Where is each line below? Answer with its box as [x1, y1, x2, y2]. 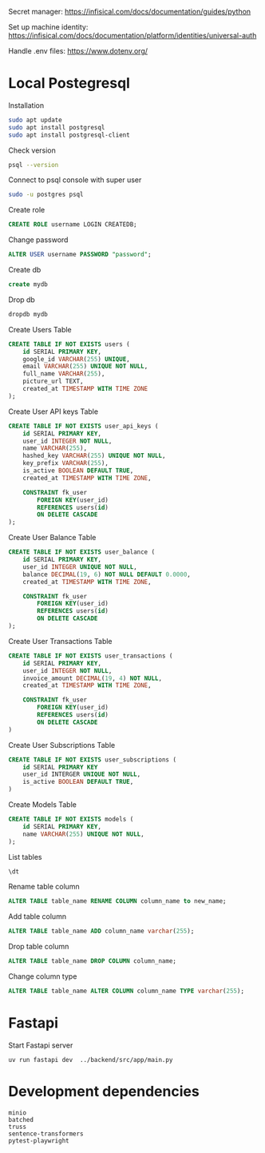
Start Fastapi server [8, 1040, 73, 1050]
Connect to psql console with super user [8, 175, 142, 185]
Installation [8, 100, 45, 110]
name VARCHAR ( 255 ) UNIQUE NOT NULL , [22, 830, 145, 838]
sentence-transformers [8, 1130, 84, 1138]
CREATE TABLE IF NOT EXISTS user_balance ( [8, 548, 156, 556]
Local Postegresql [8, 74, 130, 93]
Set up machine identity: [8, 22, 89, 31]
